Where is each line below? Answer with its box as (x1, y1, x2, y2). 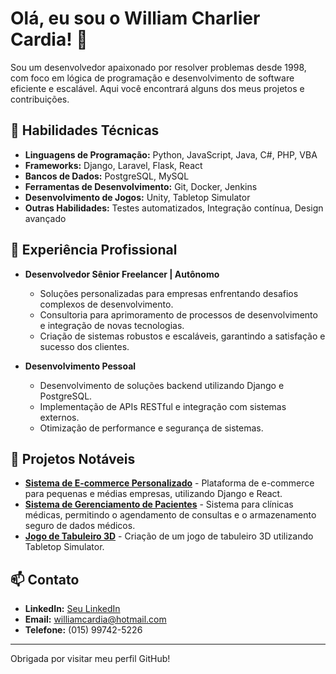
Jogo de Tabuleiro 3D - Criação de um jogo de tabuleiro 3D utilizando (24, 530, 314, 542)
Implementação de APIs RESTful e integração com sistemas (39, 400, 287, 412)
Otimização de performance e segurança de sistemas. (39, 422, 264, 434)
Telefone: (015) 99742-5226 (24, 624, 143, 636)
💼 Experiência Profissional (10, 242, 178, 259)
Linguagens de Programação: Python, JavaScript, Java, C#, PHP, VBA (24, 148, 318, 161)
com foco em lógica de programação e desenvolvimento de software (10, 72, 295, 84)
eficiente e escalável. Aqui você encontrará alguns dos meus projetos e (10, 82, 305, 94)
